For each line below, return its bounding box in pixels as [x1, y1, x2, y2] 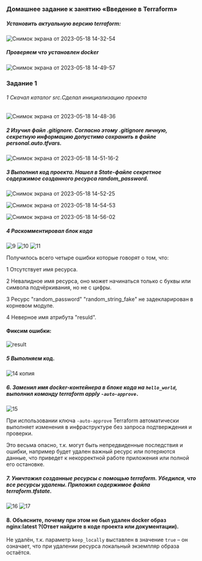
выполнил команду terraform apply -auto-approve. [6, 390, 139, 397]
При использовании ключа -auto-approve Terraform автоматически [6, 417, 179, 424]
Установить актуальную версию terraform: [6, 20, 121, 27]
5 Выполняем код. [6, 355, 55, 362]
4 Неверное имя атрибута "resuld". [6, 313, 96, 321]
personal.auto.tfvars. [6, 139, 62, 147]
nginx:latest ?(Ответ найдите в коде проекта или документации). [6, 522, 179, 530]
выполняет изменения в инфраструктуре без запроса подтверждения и [6, 423, 192, 431]
